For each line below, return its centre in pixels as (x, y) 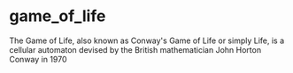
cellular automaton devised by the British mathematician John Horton (135, 49)
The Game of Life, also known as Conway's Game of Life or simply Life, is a (147, 40)
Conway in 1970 (39, 59)
